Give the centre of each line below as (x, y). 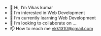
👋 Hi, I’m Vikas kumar (31, 8)
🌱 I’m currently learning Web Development (53, 18)
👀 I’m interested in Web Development (47, 13)
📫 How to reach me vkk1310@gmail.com (51, 28)
